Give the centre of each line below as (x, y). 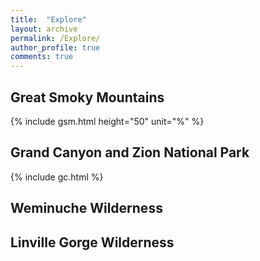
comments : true (42, 57)
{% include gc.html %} (57, 177)
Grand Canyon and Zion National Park (130, 152)
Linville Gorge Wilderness (92, 242)
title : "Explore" (48, 19)
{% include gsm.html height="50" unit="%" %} (107, 121)
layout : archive (44, 29)
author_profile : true (55, 47)
